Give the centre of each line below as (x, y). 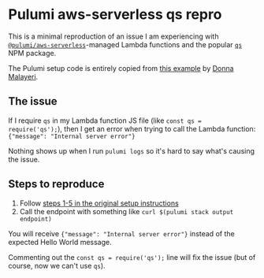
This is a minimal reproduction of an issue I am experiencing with (113, 36)
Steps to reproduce (56, 184)
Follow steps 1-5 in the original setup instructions (99, 203)
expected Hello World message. (60, 242)
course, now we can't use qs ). (57, 265)
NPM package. (32, 53)
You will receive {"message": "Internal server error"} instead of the (121, 233)
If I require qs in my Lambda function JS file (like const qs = (105, 120)
